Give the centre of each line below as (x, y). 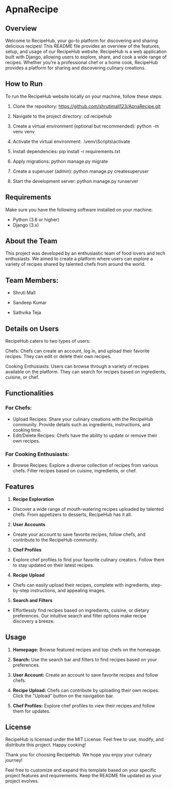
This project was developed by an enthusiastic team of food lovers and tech (85, 253)
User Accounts (29, 524)
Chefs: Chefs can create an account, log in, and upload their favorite (78, 351)
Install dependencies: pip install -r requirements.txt (66, 151)
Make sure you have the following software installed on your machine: (79, 210)
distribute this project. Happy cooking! (46, 745)
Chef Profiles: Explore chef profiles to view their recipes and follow (84, 705)
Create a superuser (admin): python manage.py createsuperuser (81, 171)
